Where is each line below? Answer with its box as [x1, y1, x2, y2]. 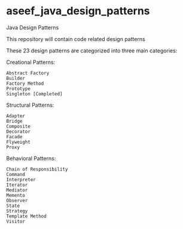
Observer [6, 197, 28, 203]
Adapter [6, 113, 26, 119]
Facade [6, 134, 23, 140]
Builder [6, 75, 26, 81]
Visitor [6, 218, 26, 224]
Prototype [6, 85, 31, 92]
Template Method [6, 213, 47, 219]
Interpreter [6, 177, 36, 182]
